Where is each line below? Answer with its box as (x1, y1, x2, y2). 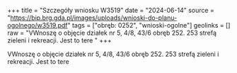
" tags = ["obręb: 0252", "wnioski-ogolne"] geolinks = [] (67, 21, 231, 29)
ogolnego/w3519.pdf (7, 21, 69, 29)
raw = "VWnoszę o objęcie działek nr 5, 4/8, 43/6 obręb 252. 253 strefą (7, 28, 217, 37)
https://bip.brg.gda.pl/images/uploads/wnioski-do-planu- (10, 13, 178, 22)
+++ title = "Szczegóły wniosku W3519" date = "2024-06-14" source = (7, 6, 214, 14)
